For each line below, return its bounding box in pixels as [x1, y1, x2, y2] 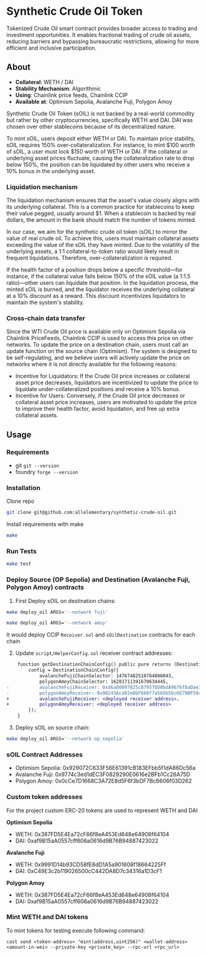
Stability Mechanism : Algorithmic [15, 85, 101, 92]
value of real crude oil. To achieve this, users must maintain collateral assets [6, 235, 199, 242]
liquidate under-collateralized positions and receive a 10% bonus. [15, 386, 181, 393]
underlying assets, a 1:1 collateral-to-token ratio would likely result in [6, 247, 179, 255]
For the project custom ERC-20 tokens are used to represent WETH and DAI [6, 806, 198, 814]
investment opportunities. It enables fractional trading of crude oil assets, [6, 31, 192, 38]
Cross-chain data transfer [6, 314, 86, 322]
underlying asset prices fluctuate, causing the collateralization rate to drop [6, 154, 195, 161]
